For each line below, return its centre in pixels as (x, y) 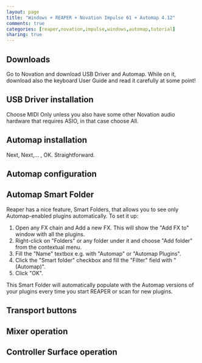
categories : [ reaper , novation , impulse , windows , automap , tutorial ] (91, 29)
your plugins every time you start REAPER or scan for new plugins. (90, 291)
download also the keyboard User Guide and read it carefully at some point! (101, 81)
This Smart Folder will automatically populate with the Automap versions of (100, 285)
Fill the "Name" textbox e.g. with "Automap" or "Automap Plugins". (98, 253)
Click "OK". (29, 273)
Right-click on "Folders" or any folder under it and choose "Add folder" (104, 240)
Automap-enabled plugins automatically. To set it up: (72, 216)
